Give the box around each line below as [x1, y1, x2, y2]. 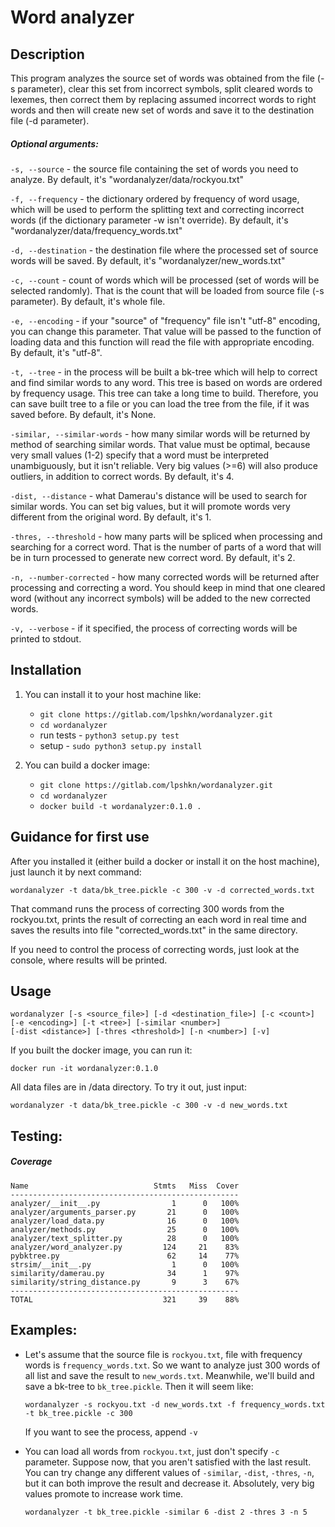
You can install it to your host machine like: [24, 688, 202, 700]
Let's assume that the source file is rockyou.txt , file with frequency [24, 1348, 303, 1360]
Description [10, 46, 85, 63]
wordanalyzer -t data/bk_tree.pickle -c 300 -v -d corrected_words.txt [10, 885, 315, 895]
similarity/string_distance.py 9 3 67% [10, 1277, 240, 1287]
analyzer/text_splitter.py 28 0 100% [10, 1233, 240, 1243]
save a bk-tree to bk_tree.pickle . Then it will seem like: [24, 1380, 254, 1392]
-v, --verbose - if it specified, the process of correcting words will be [10, 622, 298, 634]
